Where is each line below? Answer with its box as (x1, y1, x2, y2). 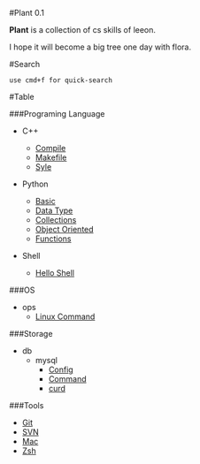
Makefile (35, 152, 67, 163)
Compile (35, 143, 66, 153)
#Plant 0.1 (9, 8, 44, 18)
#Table (9, 92, 35, 102)
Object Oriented (35, 224, 95, 234)
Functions (35, 233, 72, 244)
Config (48, 364, 73, 375)
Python (21, 179, 49, 189)
